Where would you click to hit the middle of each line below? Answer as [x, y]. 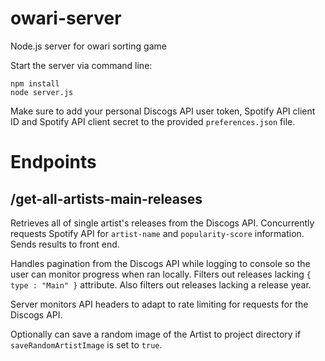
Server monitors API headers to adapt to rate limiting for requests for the [159, 304]
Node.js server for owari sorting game [88, 46]
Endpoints [53, 162]
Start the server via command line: [81, 65]
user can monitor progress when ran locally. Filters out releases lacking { [161, 274]
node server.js [42, 92]
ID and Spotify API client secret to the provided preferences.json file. [153, 121]
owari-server [66, 18]
